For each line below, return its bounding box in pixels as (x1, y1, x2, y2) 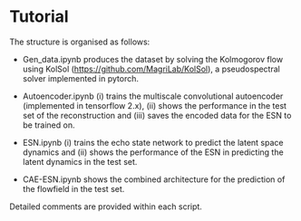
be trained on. (22, 120, 75, 130)
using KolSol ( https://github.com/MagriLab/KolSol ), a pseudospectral (22, 63, 281, 74)
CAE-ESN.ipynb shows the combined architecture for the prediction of (22, 174, 286, 185)
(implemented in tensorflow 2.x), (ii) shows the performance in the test (22, 100, 287, 110)
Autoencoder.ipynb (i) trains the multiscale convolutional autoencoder (22, 91, 284, 101)
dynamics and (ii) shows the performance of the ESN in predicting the (22, 147, 284, 158)
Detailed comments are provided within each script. (9, 201, 202, 212)
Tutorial (9, 6, 70, 27)
